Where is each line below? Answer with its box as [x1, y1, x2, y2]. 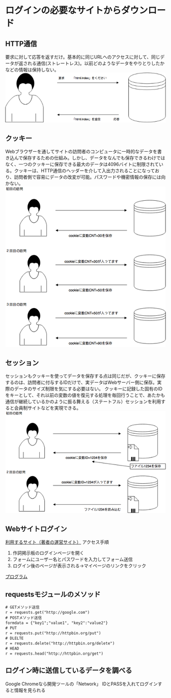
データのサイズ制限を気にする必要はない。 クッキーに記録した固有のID [14, 386, 163, 392]
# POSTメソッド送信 [5, 615, 42, 621]
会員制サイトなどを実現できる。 [14, 405, 81, 411]
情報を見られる [14, 687, 46, 693]
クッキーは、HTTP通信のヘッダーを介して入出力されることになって [14, 168, 155, 174]
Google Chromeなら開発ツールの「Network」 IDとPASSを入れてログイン [5, 681, 158, 687]
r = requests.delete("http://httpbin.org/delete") [5, 641, 115, 646]
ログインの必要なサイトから [5, 5, 122, 16]
